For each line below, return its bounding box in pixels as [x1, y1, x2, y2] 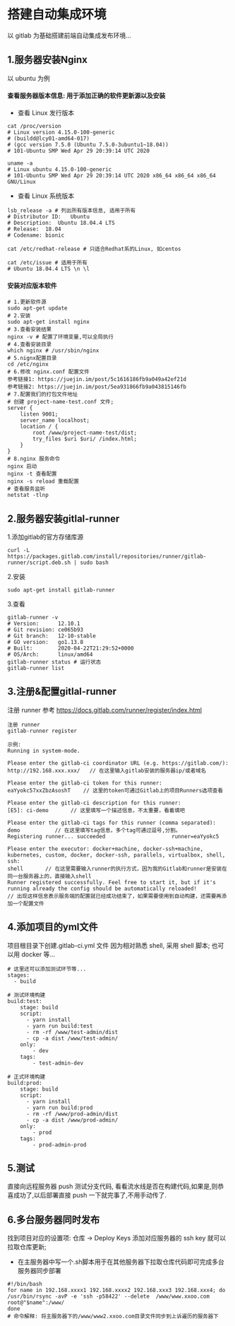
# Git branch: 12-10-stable [7, 632, 97, 640]
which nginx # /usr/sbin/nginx [7, 347, 100, 354]
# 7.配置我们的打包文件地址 [7, 391, 78, 398]
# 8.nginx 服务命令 [7, 455, 61, 463]
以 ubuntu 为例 [7, 74, 51, 82]
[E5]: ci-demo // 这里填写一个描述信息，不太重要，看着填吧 [7, 806, 186, 814]
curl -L [7, 546, 30, 553]
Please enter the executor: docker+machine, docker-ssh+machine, [7, 845, 203, 852]
